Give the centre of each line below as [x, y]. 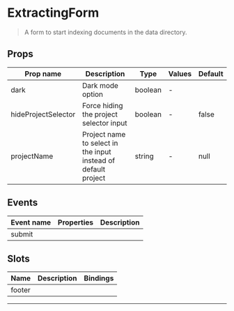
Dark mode [100, 85]
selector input [105, 123]
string [145, 156]
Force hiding [103, 105]
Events [23, 203]
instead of [99, 160]
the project [100, 114]
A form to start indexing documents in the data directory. [106, 32]
